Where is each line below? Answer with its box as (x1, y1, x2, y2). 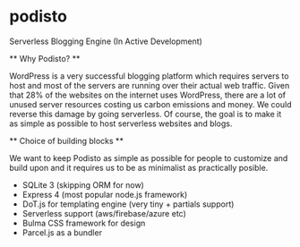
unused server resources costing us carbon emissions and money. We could (9, 98, 292, 109)
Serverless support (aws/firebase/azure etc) (21, 208, 186, 218)
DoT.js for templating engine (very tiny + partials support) (21, 199, 235, 209)
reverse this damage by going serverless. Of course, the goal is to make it (9, 108, 282, 119)
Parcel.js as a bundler (21, 226, 103, 238)
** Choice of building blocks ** (9, 135, 124, 146)
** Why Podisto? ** (9, 53, 81, 64)
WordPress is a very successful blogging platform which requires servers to (9, 70, 289, 81)
